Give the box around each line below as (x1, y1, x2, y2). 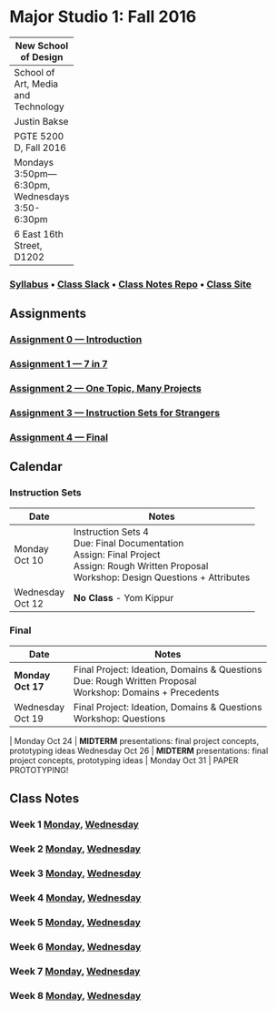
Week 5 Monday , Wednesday (9, 915, 141, 928)
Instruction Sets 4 (73, 525, 150, 538)
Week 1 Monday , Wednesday (9, 818, 139, 831)
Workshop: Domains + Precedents (73, 686, 220, 699)
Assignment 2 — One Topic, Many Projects (9, 383, 202, 395)
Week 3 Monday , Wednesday (9, 867, 142, 880)
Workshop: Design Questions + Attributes (73, 571, 251, 584)
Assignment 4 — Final (9, 431, 109, 444)
